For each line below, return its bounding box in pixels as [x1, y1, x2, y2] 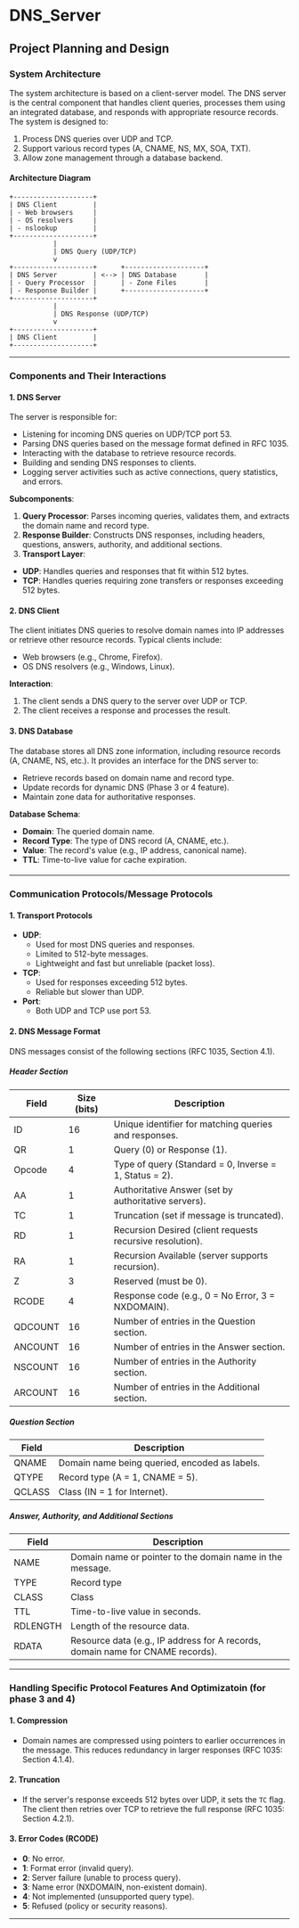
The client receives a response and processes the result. [21, 705, 231, 716]
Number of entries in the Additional [113, 1381, 261, 1393]
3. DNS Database [9, 726, 74, 736]
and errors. [21, 476, 64, 487]
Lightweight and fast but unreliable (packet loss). [35, 958, 215, 969]
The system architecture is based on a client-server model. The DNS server [9, 87, 287, 98]
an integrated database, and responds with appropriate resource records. [9, 106, 279, 117]
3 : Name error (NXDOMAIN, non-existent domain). [21, 1882, 207, 1892]
